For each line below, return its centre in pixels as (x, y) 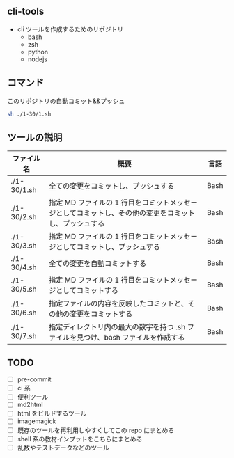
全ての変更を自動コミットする (97, 264)
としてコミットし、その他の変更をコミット (125, 213)
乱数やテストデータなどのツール (63, 448)
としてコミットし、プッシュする (108, 247)
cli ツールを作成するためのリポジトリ (70, 29)
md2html (30, 405)
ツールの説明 (35, 137)
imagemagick (37, 421)
